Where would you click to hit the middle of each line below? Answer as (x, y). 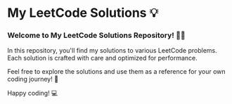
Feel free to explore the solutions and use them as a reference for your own (117, 72)
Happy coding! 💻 (33, 93)
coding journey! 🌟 (33, 79)
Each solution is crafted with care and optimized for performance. (103, 58)
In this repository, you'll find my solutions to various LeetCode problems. (112, 51)
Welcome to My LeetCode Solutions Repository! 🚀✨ (96, 35)
